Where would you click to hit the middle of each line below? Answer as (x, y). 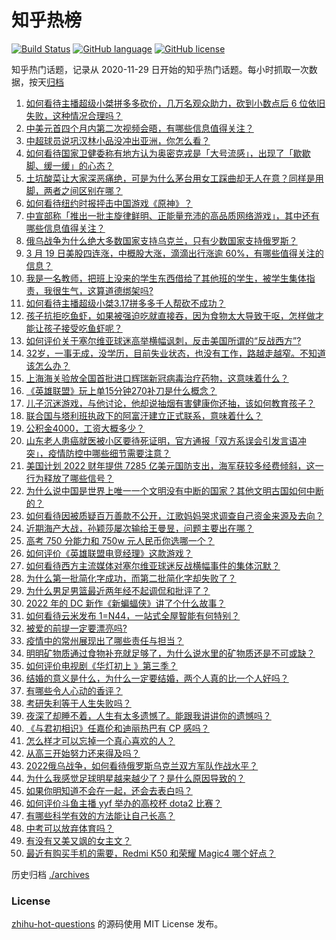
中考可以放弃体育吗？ (69, 828)
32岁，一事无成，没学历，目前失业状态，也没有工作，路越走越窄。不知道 (175, 353)
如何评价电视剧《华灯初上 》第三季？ (101, 665)
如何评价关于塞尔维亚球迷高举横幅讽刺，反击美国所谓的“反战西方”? (163, 340)
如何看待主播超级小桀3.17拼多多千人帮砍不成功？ (125, 303)
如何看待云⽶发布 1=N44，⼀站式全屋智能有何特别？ (133, 615)
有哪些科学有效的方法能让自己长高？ (100, 815)
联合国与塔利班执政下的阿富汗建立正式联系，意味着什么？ (144, 415)
